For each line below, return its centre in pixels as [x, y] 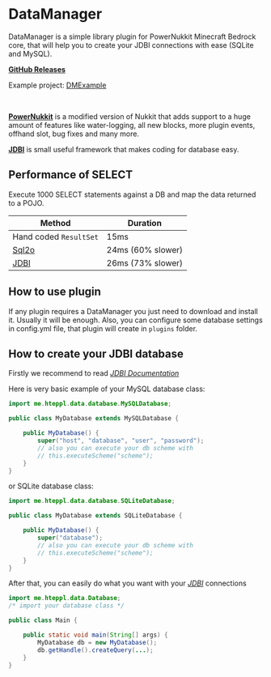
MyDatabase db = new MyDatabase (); [97, 642]
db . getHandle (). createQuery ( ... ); [95, 650]
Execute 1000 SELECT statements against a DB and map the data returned [132, 194]
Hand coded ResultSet [56, 236]
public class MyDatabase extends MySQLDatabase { [94, 419]
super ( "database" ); [70, 538]
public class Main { [43, 620]
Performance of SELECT [71, 175]
